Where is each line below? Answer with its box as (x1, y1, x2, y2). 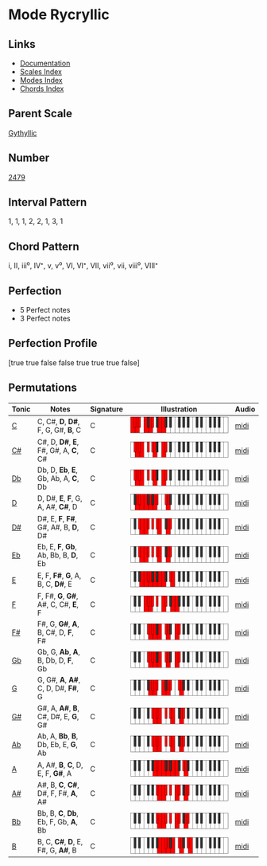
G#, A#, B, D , (37, 522, 79, 532)
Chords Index (19, 84, 64, 93)
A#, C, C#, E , (37, 600, 79, 609)
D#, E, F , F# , (37, 514, 77, 524)
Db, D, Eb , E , (37, 465, 78, 474)
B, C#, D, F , (37, 628, 74, 637)
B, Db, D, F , (37, 655, 74, 665)
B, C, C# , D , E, (37, 837, 83, 847)
